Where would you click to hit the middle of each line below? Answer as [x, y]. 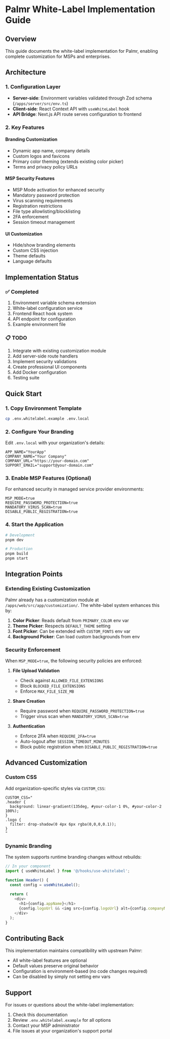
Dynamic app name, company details [51, 150]
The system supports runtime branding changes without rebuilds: [73, 857]
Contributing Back [35, 938]
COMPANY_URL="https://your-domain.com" [47, 461]
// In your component [28, 866]
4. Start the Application [34, 525]
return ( [19, 894]
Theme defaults [29, 256]
